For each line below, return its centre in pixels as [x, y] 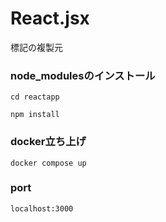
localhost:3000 [42, 208]
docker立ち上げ [48, 142]
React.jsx [50, 18]
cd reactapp [35, 97]
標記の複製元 [36, 47]
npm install [35, 115]
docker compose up [48, 163]
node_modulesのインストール [83, 75]
